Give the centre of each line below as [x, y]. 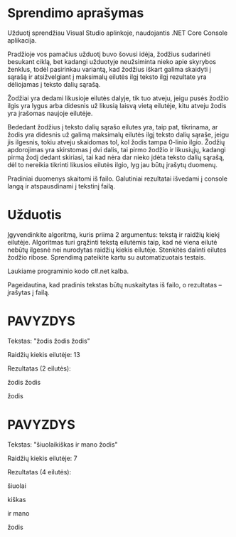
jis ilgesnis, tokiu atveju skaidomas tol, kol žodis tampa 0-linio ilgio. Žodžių [116, 142]
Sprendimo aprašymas [76, 13]
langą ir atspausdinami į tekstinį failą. [61, 186]
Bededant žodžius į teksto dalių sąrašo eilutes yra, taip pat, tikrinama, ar [113, 127]
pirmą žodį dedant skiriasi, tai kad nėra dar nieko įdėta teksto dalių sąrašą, [116, 157]
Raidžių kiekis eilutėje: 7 [43, 458]
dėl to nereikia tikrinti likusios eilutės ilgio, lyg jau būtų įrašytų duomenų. [113, 164]
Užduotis [34, 215]
